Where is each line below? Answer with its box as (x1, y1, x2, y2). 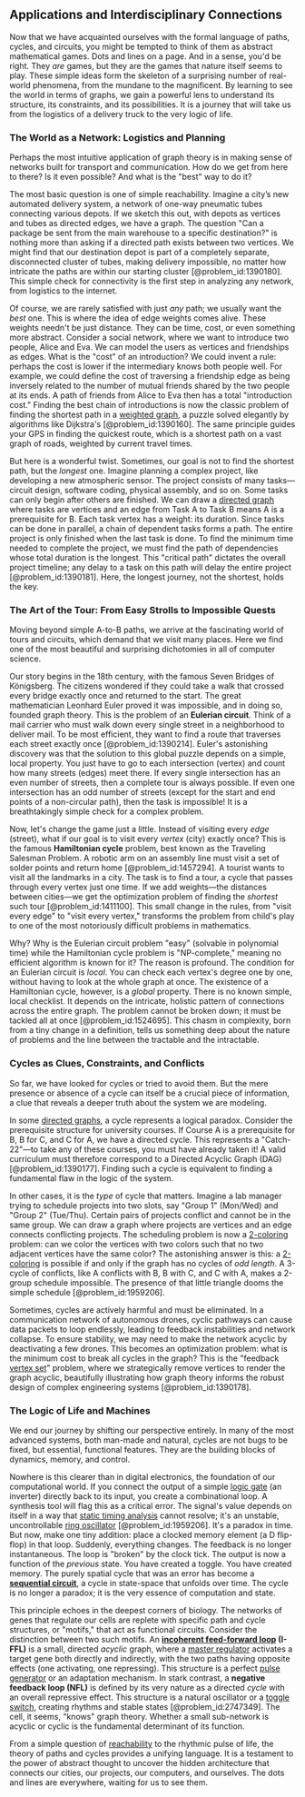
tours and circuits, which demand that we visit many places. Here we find (9, 634, 284, 645)
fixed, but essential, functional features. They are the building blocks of (9, 1445, 276, 1454)
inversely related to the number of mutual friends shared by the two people (9, 381, 290, 392)
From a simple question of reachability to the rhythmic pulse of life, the (9, 1739, 274, 1749)
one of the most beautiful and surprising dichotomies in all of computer (9, 644, 276, 655)
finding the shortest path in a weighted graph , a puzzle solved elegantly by (9, 409, 290, 421)
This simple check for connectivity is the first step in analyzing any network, (9, 276, 295, 287)
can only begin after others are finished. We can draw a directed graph (9, 494, 275, 505)
